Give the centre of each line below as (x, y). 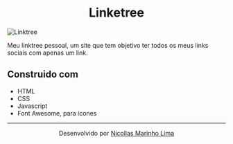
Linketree (116, 13)
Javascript (32, 106)
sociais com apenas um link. (48, 53)
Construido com (43, 74)
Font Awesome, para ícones (57, 113)
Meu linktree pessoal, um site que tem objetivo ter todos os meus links (108, 45)
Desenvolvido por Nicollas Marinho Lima (116, 133)
